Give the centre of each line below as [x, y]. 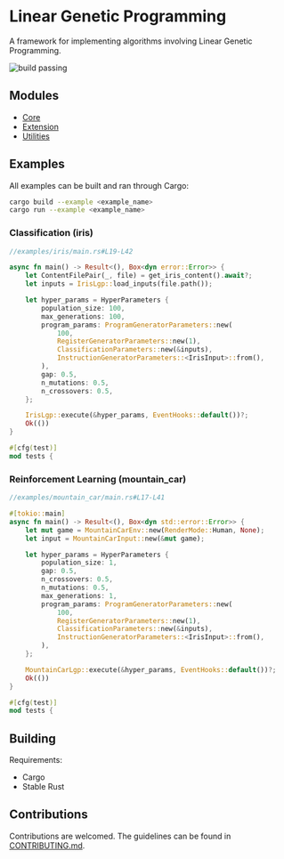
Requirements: [36, 760]
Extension [41, 126]
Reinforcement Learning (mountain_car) [98, 479]
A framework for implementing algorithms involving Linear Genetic [131, 41]
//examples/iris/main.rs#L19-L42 [71, 251]
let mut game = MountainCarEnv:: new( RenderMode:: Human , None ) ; [145, 530]
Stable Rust [43, 787]
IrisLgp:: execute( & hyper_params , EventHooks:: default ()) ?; [137, 416]
